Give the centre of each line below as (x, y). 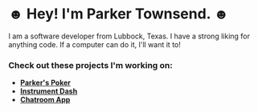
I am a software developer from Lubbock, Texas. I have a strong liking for (129, 36)
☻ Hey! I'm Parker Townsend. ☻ (119, 14)
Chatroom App (45, 100)
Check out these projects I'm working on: (90, 65)
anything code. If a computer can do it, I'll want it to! (94, 44)
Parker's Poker (45, 83)
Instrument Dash (49, 91)
